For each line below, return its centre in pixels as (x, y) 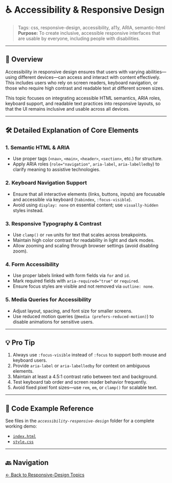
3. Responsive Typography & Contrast (53, 223)
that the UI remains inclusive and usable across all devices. (68, 109)
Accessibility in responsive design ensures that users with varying (75, 72)
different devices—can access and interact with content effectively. (89, 77)
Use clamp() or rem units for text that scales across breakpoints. (80, 235)
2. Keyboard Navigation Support (46, 183)
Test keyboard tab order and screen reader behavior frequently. (80, 382)
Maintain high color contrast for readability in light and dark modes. (84, 240)
